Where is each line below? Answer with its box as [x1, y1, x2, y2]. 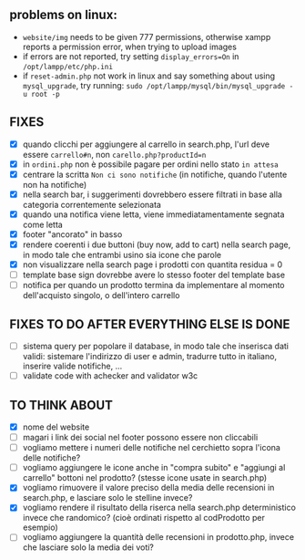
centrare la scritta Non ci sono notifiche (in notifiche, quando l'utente [22, 169, 288, 180]
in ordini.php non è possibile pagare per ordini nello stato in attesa [22, 159, 280, 170]
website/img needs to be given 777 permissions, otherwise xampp [22, 31, 271, 42]
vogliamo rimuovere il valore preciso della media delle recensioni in [22, 482, 275, 493]
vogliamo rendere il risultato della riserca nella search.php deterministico [22, 502, 296, 513]
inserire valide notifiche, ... [22, 360, 123, 372]
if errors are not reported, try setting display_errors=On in [22, 50, 239, 62]
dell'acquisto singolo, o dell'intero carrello [22, 290, 180, 301]
